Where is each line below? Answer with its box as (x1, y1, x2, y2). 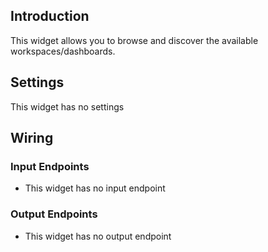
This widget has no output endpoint (24, 230, 172, 242)
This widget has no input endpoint (24, 182, 166, 194)
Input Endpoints (10, 159, 90, 173)
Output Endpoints (10, 207, 98, 221)
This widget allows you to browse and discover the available (10, 34, 259, 46)
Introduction (10, 8, 90, 25)
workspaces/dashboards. (10, 45, 116, 57)
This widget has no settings (10, 100, 125, 113)
